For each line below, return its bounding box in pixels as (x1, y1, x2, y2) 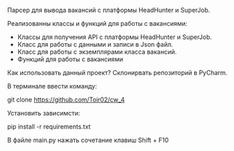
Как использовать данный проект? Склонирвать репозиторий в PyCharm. (7, 69, 228, 77)
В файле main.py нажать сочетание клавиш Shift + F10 (7, 136, 169, 144)
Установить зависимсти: (7, 109, 80, 117)
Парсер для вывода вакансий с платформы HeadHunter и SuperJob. (7, 6, 211, 14)
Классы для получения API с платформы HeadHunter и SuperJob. (17, 33, 212, 41)
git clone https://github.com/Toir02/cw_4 (7, 95, 125, 104)
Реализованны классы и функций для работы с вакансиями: (7, 19, 188, 27)
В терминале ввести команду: (7, 82, 98, 90)
